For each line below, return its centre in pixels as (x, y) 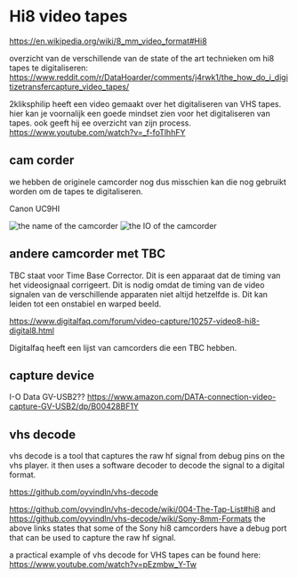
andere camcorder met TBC (88, 254)
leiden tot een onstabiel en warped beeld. (85, 304)
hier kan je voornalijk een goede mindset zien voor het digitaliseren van (140, 113)
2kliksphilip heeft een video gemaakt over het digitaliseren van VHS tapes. (145, 103)
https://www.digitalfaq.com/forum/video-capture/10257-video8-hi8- (135, 321)
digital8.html (32, 330)
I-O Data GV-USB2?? (48, 397)
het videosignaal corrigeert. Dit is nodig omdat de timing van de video (137, 285)
